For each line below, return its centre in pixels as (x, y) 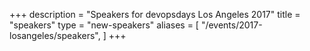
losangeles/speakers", (55, 35)
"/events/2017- (231, 25)
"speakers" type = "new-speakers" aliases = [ (104, 25)
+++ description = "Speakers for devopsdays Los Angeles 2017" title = (155, 14)
